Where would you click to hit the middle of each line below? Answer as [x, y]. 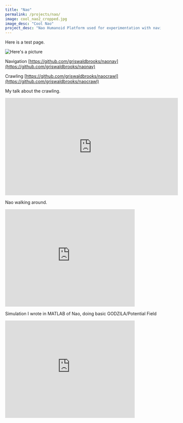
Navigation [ [18, 61]
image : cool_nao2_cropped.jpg [36, 19]
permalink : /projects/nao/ [33, 14]
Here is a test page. [25, 42]
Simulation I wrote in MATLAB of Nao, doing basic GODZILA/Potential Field [81, 314]
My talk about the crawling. [33, 91]
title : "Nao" [18, 10]
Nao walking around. [26, 202]
